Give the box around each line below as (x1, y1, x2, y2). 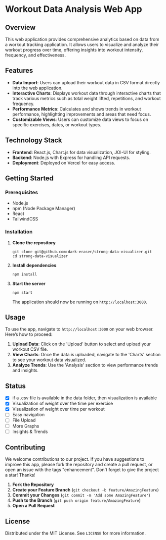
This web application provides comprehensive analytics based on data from (5, 36, 160, 42)
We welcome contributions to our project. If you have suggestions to (5, 456, 145, 462)
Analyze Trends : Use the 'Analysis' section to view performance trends (12, 362, 158, 368)
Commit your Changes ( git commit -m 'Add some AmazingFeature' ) (12, 492, 151, 498)
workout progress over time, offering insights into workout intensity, (5, 47, 143, 53)
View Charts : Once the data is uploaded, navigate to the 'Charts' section (12, 352, 161, 358)
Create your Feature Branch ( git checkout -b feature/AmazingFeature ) (12, 487, 159, 493)
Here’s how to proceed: (5, 331, 53, 337)
